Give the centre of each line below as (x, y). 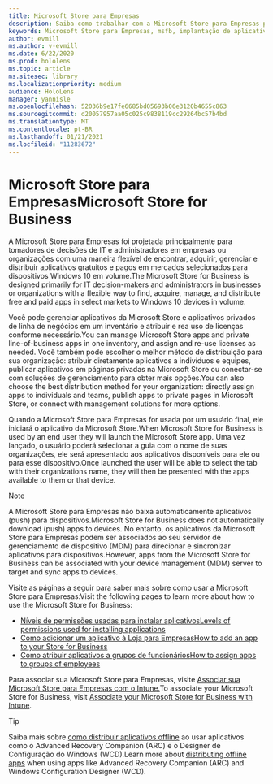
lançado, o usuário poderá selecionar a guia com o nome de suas (118, 446)
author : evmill (34, 39)
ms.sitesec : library (43, 76)
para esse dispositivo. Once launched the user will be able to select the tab (133, 463)
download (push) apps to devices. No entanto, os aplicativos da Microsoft (132, 529)
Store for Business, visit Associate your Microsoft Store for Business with (131, 697)
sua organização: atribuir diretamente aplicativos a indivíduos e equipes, (130, 361)
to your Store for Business (64, 647)
